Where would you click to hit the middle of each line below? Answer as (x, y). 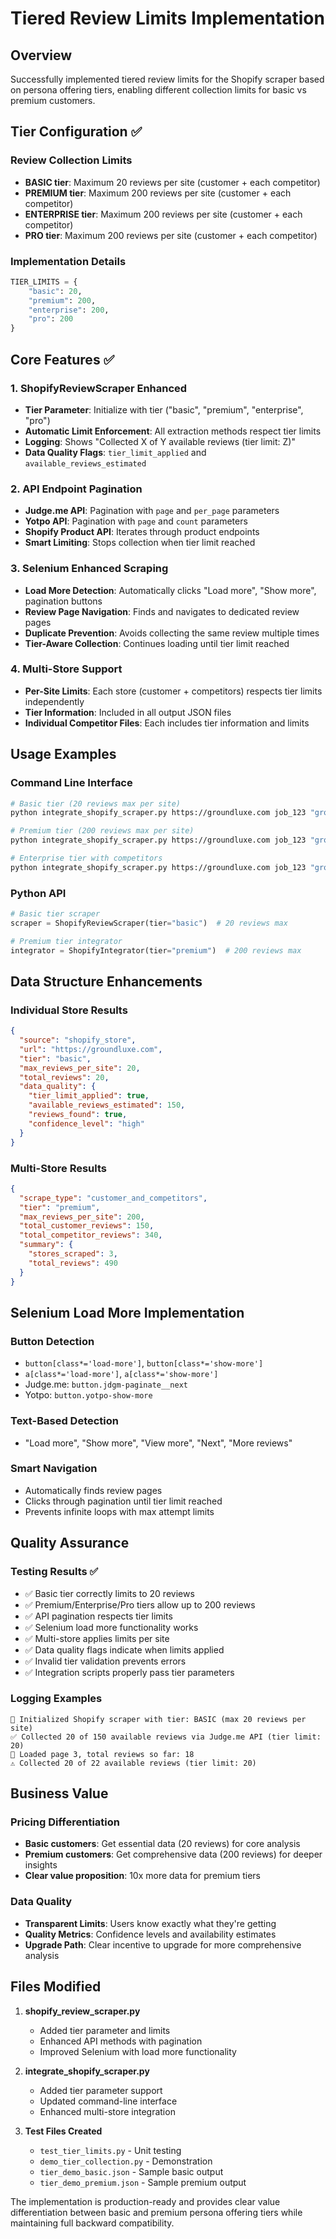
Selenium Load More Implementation (127, 1312)
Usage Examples (63, 754)
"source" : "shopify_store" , (78, 1040)
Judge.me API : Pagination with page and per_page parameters (152, 511)
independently (54, 701)
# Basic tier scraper (55, 914)
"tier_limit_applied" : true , (89, 1096)
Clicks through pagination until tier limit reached (123, 1501)
